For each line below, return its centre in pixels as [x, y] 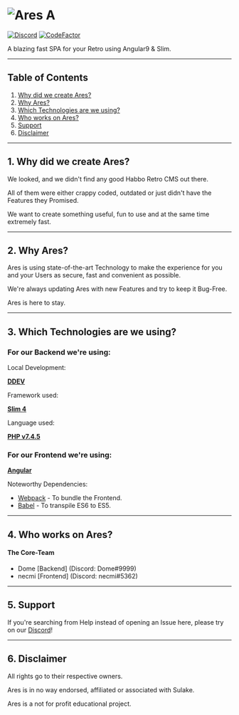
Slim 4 [17, 409]
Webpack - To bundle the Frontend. [70, 498]
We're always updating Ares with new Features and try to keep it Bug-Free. [117, 289]
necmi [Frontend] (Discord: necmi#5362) [78, 576]
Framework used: [33, 396]
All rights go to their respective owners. [65, 676]
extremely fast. [30, 221]
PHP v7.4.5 [24, 437]
